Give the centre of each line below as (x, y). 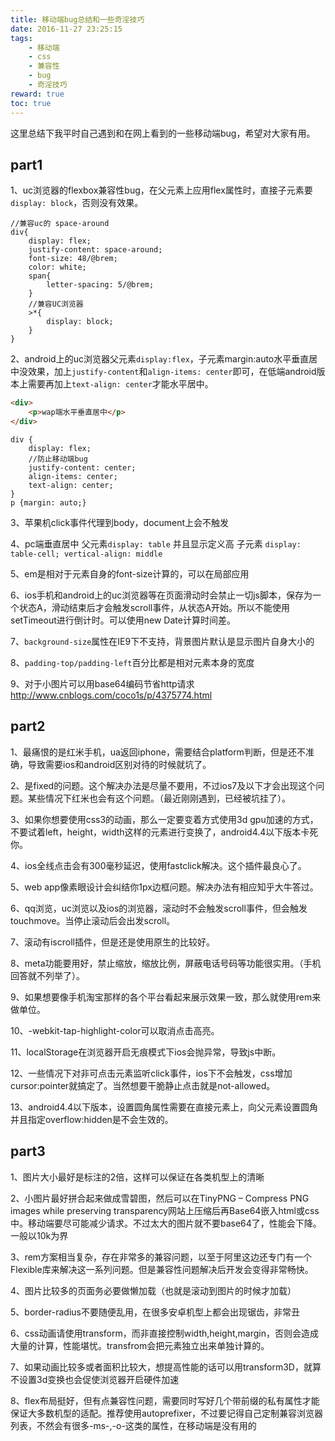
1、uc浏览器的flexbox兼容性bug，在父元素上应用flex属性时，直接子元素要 (161, 190)
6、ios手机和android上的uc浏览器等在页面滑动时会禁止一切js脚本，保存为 (161, 595)
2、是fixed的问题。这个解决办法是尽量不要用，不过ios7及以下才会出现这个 (163, 785)
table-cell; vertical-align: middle (86, 554)
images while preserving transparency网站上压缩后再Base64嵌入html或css (165, 1210)
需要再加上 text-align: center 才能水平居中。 (120, 384)
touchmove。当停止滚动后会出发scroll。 (93, 920)
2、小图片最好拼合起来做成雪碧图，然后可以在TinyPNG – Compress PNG (160, 1198)
